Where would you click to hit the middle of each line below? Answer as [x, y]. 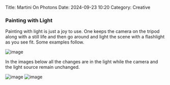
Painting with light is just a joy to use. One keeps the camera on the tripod [82, 31]
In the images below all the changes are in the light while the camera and [82, 62]
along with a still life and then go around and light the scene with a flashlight [85, 37]
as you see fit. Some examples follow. [45, 42]
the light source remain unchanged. [42, 67]
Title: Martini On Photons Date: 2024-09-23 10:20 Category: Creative [78, 7]
